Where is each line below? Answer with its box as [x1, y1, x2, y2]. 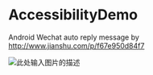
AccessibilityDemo [8, 6, 139, 24]
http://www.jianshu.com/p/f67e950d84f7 [8, 40, 145, 50]
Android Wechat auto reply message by [8, 32, 139, 42]
